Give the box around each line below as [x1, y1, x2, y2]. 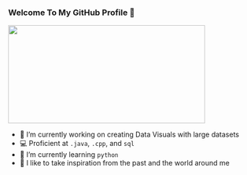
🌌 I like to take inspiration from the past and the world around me [19, 159, 230, 168]
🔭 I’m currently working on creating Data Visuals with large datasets [19, 129, 240, 140]
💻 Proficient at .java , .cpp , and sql [19, 139, 135, 148]
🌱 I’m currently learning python [19, 150, 119, 159]
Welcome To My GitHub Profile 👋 [8, 7, 135, 18]
